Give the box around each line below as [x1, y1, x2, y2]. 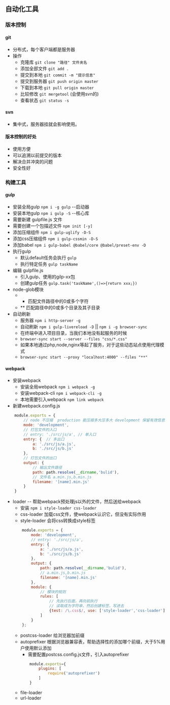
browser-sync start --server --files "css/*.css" [20, 337, 128, 342]
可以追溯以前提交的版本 [12, 152, 62, 158]
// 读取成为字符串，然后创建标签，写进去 [49, 603, 124, 609]
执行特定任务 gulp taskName [20, 261, 78, 267]
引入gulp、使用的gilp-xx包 [20, 274, 75, 280]
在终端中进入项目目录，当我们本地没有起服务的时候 [20, 330, 127, 336]
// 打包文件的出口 [23, 456, 57, 461]
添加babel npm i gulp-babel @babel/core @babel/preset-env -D [12, 242, 146, 248]
